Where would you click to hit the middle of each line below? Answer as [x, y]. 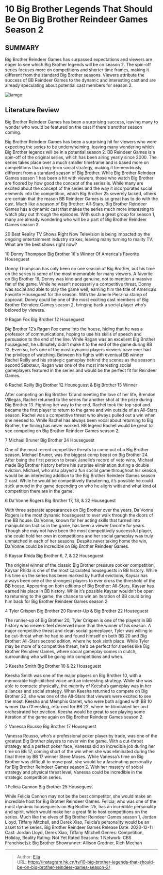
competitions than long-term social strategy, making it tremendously [73, 167]
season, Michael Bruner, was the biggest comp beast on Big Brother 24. [77, 455]
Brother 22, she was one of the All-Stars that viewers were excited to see [78, 696]
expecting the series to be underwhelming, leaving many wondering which [80, 147]
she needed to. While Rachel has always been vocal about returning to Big [79, 420]
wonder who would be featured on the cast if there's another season [73, 127]
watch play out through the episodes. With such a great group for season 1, [80, 214]
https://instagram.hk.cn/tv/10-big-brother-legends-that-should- [91, 862]
